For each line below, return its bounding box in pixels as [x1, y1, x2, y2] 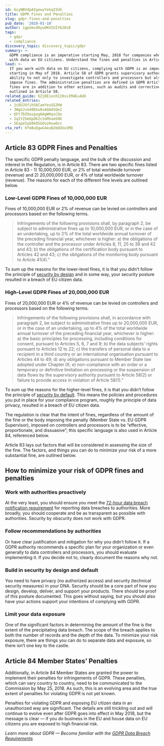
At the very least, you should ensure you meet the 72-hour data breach [5, 500, 148, 506]
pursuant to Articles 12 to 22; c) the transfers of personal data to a [17, 346, 150, 352]
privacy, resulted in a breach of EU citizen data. [5, 402, 101, 408]
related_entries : [5, 98, 41, 103]
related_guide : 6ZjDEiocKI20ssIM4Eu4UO [5, 93, 86, 98]
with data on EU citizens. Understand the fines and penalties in [9, 57, 147, 62]
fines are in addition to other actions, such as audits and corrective [9, 84, 161, 90]
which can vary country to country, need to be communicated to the [5, 680, 143, 686]
